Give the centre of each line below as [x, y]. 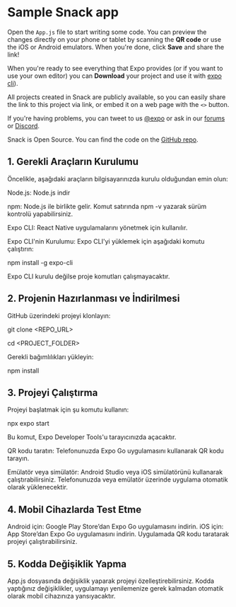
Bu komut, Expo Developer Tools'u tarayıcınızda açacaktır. [92, 437]
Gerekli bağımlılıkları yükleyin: [51, 357]
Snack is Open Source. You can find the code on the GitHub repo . [103, 140]
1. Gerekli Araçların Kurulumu [73, 162]
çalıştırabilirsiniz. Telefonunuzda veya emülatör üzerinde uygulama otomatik [118, 480]
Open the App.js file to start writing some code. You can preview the [107, 32]
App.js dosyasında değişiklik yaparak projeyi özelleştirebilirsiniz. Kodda [111, 581]
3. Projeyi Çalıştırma [53, 393]
